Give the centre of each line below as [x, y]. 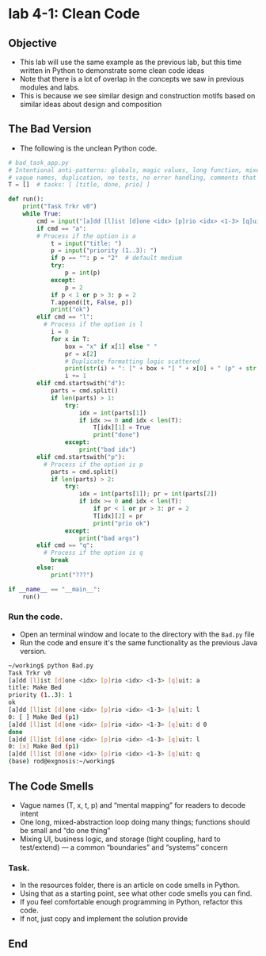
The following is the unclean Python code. [88, 148]
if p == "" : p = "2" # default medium [116, 258]
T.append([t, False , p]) [91, 302]
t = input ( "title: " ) [86, 243]
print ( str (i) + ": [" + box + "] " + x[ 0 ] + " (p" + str [161, 369]
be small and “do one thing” [65, 830]
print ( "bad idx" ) [107, 450]
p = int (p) [83, 273]
